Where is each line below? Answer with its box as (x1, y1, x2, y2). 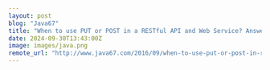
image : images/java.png (8, 42, 88, 50)
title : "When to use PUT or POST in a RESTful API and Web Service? (8, 27, 243, 35)
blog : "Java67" (8, 19, 59, 27)
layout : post (8, 11, 52, 20)
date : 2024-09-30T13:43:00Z (8, 34, 103, 43)
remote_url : (8, 49, 48, 57)
